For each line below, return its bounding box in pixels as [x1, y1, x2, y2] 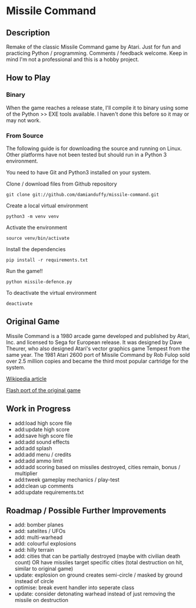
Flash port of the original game [6, 386, 81, 394]
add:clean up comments [14, 482, 74, 489]
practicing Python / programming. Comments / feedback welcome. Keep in [6, 50, 188, 57]
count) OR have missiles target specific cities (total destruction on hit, [14, 559, 184, 566]
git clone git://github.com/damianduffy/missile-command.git [6, 191, 160, 197]
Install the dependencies [6, 245, 66, 252]
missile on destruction [14, 597, 69, 604]
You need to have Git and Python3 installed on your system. [6, 168, 151, 175]
